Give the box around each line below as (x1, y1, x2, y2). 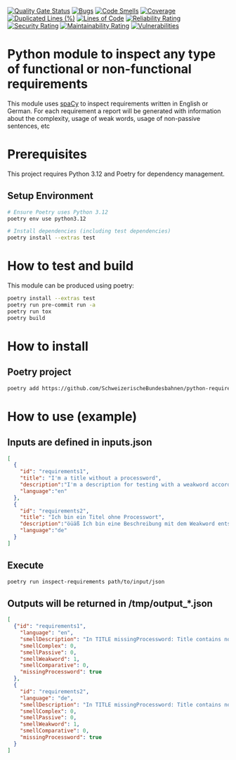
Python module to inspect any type (7, 46, 216, 63)
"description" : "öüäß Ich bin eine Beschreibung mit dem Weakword (20, 520, 216, 527)
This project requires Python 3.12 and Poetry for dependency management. (7, 169, 225, 178)
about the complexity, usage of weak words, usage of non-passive (7, 114, 201, 122)
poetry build (7, 314, 46, 321)
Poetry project (7, 366, 72, 378)
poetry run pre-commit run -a (7, 302, 96, 309)
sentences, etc (7, 122, 51, 130)
